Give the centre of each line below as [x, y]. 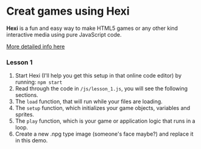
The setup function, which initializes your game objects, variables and [103, 108]
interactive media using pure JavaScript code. [64, 34]
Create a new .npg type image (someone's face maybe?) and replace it [104, 134]
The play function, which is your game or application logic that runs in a [105, 121]
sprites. [25, 115]
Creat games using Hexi [68, 11]
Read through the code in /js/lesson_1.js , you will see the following [101, 89]
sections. [26, 95]
